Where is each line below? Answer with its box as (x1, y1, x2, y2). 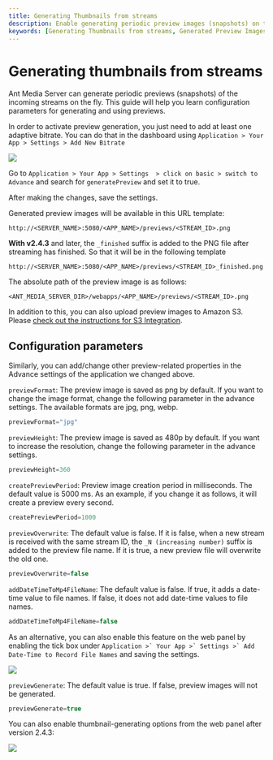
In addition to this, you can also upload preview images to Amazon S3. (8, 307, 244, 317)
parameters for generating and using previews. (8, 106, 166, 116)
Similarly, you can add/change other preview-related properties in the (8, 361, 242, 370)
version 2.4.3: (8, 728, 54, 737)
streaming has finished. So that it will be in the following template (8, 247, 226, 257)
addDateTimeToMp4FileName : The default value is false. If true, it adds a (8, 584, 241, 594)
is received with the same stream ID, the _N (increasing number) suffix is (8, 537, 253, 546)
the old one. (8, 554, 49, 564)
